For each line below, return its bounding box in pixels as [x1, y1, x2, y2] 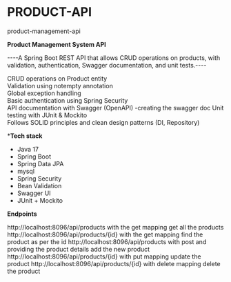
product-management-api [7, 27, 81, 35]
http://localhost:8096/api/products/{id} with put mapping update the [7, 252, 201, 261]
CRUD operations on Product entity [7, 74, 108, 83]
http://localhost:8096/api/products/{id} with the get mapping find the [7, 230, 203, 239]
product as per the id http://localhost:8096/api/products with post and [7, 237, 207, 245]
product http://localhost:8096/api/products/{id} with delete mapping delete [7, 259, 221, 268]
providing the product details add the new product [7, 245, 150, 253]
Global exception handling [7, 89, 81, 97]
